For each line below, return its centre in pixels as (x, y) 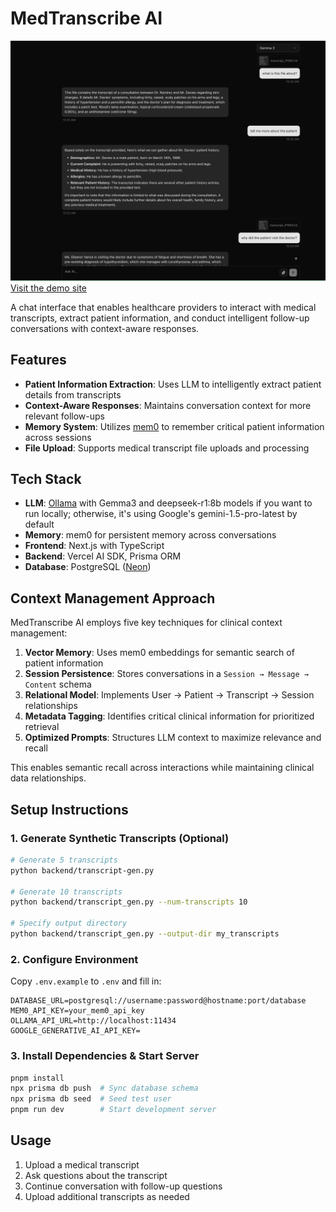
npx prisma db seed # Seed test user (91, 1099)
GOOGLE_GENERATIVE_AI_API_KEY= (75, 1031)
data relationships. (48, 778)
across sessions (58, 437)
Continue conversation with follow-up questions (123, 1186)
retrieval (42, 727)
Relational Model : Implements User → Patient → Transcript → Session (169, 695)
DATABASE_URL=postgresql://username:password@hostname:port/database (158, 1001)
